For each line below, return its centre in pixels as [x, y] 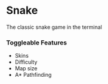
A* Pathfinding [33, 75]
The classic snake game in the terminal [54, 27]
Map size [26, 68]
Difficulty [26, 62]
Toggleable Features [37, 43]
